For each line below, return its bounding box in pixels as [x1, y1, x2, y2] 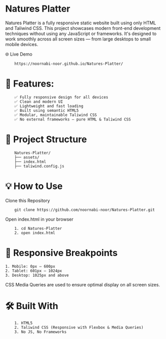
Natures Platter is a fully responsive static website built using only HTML [5, 20, 156, 26]
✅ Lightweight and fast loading [14, 103, 84, 109]
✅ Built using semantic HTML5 [14, 108, 79, 113]
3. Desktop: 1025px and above [5, 273, 69, 278]
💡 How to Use [5, 181, 63, 192]
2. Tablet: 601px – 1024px [5, 268, 62, 273]
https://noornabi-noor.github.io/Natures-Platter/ [14, 61, 123, 66]
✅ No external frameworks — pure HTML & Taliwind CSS [14, 117, 131, 122]
